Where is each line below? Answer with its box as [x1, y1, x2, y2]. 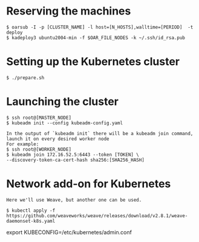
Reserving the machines [6, 4, 131, 18]
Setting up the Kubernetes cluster [6, 55, 180, 69]
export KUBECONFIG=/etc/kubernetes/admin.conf [6, 228, 132, 236]
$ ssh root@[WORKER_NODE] [6, 146, 71, 152]
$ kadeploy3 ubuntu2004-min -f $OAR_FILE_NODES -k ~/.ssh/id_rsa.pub [6, 34, 186, 40]
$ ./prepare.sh [6, 74, 45, 81]
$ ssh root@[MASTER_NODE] [6, 115, 71, 121]
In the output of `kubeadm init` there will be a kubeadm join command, [6, 130, 194, 136]
